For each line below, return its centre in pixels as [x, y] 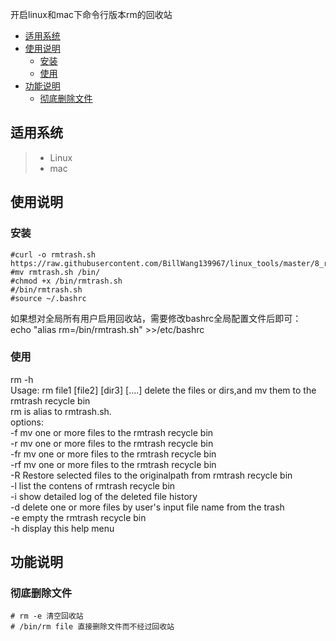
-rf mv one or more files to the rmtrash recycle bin [113, 464]
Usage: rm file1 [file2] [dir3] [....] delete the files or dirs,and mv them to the [163, 390]
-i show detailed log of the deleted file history [104, 496]
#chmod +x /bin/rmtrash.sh [66, 281]
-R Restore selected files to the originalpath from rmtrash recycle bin [151, 475]
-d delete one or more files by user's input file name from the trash [147, 507]
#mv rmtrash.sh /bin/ [55, 272]
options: [27, 422]
